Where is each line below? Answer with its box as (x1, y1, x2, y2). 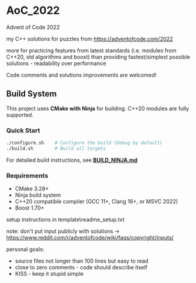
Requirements (6, 171, 49, 179)
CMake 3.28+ (14, 185, 49, 193)
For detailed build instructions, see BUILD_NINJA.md (6, 156, 138, 163)
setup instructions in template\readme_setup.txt (6, 216, 124, 223)
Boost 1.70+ (14, 204, 44, 211)
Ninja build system (14, 191, 61, 199)
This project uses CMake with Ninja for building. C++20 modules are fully (6, 105, 189, 112)
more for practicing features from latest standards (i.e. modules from (6, 46, 177, 54)
